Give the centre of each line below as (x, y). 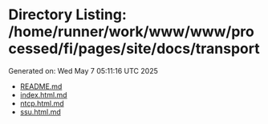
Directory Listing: (67, 15)
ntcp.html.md (42, 103)
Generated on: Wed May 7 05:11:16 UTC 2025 (83, 70)
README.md (41, 86)
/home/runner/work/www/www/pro (131, 32)
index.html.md (43, 94)
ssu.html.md (41, 112)
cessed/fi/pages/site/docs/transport (134, 49)
